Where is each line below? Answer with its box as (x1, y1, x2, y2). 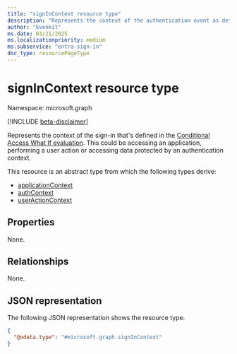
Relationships (7, 256, 69, 268)
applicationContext (17, 181, 73, 189)
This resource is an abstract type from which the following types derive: (7, 167, 217, 175)
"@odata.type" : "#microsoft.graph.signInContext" (13, 334, 162, 341)
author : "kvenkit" (7, 23, 61, 30)
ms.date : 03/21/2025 (7, 30, 68, 37)
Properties (7, 216, 55, 228)
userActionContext (17, 196, 73, 204)
